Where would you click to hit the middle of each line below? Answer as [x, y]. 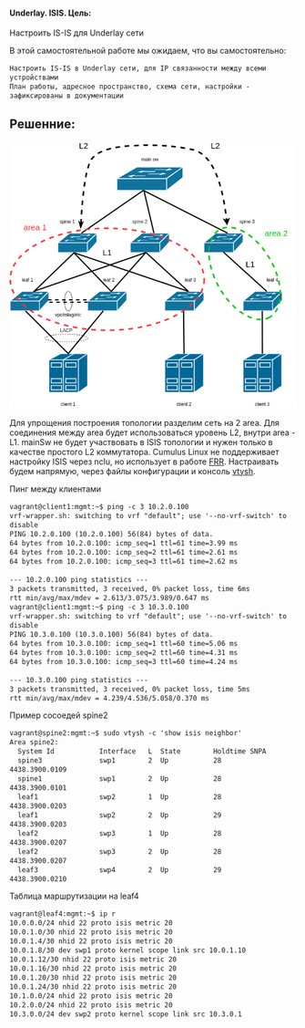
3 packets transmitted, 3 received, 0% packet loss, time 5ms [130, 689]
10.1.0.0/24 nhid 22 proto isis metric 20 [91, 996]
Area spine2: [34, 742]
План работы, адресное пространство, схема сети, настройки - [130, 87]
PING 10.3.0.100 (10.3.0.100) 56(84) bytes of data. [112, 634]
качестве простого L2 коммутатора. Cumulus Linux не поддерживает [144, 452]
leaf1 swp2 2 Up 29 [120, 815]
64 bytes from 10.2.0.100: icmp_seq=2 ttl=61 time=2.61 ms [124, 552]
